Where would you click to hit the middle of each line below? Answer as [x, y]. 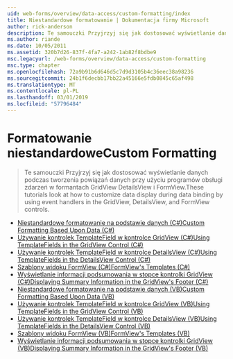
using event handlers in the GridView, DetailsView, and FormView [117, 201]
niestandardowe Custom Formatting [112, 153]
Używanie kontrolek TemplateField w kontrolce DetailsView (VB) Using [117, 318]
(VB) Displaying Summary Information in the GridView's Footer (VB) [113, 348]
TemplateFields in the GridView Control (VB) [80, 311]
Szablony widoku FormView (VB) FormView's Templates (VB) [104, 333]
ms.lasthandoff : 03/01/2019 [48, 98]
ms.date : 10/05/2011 [37, 46]
